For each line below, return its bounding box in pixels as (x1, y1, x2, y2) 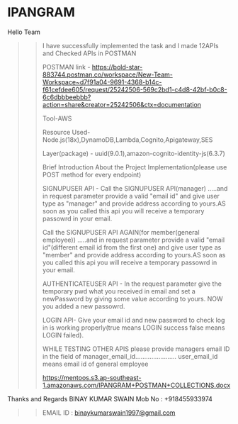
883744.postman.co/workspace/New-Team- (42, 70, 174, 79)
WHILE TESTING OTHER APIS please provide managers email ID (42, 345, 230, 353)
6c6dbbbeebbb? (42, 93, 91, 101)
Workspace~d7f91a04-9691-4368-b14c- (42, 77, 162, 86)
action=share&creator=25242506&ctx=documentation (42, 100, 202, 108)
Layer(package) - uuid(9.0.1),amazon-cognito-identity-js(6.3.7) (42, 149, 225, 157)
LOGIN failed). (42, 330, 84, 339)
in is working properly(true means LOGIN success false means (42, 323, 225, 332)
